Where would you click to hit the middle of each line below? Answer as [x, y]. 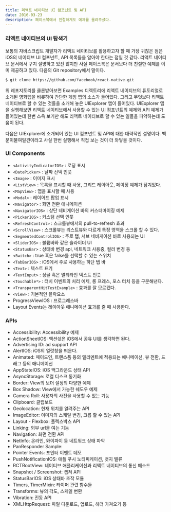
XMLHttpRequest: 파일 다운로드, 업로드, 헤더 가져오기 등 [70, 504]
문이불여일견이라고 [24, 140]
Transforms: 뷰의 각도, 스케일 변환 [47, 491]
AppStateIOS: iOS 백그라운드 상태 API [51, 370]
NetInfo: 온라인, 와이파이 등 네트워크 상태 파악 [59, 441]
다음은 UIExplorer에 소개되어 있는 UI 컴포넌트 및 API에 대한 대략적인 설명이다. [83, 133]
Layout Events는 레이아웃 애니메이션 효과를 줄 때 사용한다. [71, 307]
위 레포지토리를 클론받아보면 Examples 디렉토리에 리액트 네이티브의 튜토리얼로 [84, 90]
